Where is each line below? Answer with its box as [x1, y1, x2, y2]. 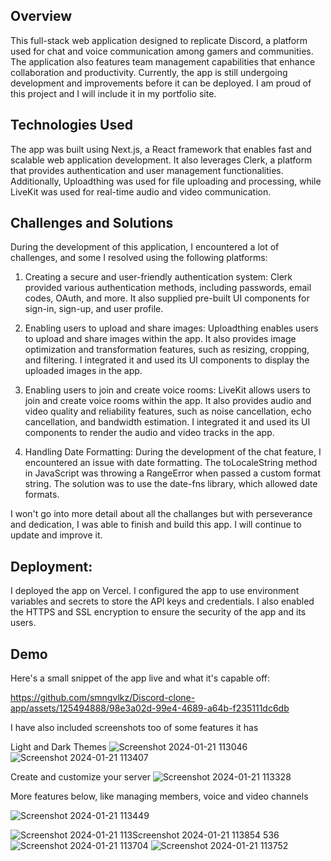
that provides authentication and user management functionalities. [10, 164, 284, 176]
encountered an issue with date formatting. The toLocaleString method [24, 457, 318, 469]
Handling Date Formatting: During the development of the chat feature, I [24, 446, 322, 458]
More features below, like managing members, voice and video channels [10, 790, 309, 803]
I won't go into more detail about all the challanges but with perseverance [10, 508, 313, 520]
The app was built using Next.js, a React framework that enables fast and [10, 143, 312, 155]
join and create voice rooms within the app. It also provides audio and [24, 395, 312, 407]
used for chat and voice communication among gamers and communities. [10, 45, 314, 57]
